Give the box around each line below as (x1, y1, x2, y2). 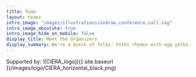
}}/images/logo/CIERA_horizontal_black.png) (6, 64, 117, 71)
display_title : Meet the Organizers (6, 36, 97, 42)
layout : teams (6, 14, 42, 20)
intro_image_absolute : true (6, 25, 76, 31)
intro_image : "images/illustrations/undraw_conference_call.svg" (6, 20, 172, 25)
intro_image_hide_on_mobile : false (6, 31, 95, 37)
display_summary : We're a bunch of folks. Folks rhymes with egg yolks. (6, 42, 191, 48)
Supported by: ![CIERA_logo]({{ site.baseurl (6, 57, 114, 65)
